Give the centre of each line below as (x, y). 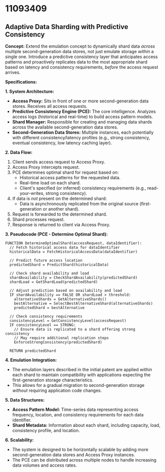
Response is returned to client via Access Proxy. (61, 225)
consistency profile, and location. (46, 430)
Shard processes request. (38, 219)
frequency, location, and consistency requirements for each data (78, 415)
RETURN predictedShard (33, 351)
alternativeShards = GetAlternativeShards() (60, 299)
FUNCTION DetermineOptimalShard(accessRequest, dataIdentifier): (73, 243)
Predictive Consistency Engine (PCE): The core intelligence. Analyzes (84, 111)
